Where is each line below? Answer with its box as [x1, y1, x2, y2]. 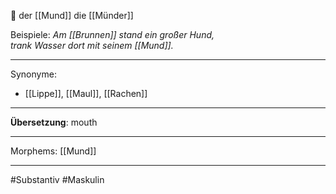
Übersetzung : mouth [10, 116, 98, 128]
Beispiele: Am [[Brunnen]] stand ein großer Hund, [10, 29, 215, 40]
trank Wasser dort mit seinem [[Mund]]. [10, 40, 174, 51]
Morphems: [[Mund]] [10, 145, 97, 157]
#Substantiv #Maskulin [10, 174, 105, 185]
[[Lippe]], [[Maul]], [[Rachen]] [24, 88, 148, 99]
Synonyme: [10, 68, 57, 80]
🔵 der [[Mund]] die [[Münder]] [10, 10, 134, 21]
